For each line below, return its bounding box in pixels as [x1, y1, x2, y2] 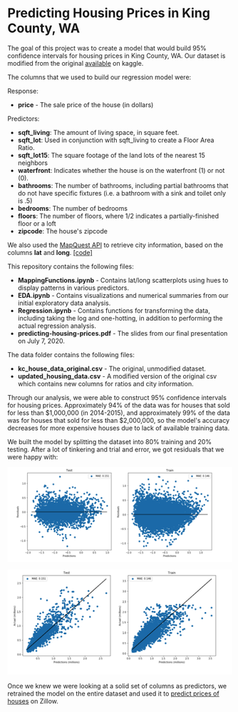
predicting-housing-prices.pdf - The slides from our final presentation [17, 329, 228, 337]
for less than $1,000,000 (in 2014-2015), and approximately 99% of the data [7, 408, 230, 417]
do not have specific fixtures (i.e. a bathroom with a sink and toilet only [17, 189, 227, 197]
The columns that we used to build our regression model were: [7, 73, 192, 81]
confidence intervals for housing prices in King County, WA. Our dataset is [7, 51, 226, 60]
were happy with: [7, 452, 58, 461]
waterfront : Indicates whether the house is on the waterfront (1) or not [17, 166, 225, 174]
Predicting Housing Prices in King [7, 5, 210, 21]
